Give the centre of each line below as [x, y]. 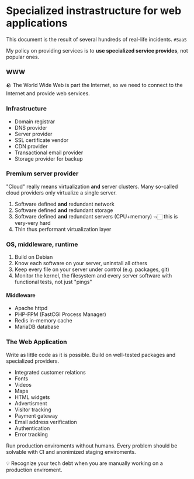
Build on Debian [34, 257]
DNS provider [31, 127]
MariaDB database [37, 327]
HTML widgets [32, 397]
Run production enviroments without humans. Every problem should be [92, 446]
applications [37, 23]
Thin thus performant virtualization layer [63, 229]
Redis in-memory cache [43, 321]
